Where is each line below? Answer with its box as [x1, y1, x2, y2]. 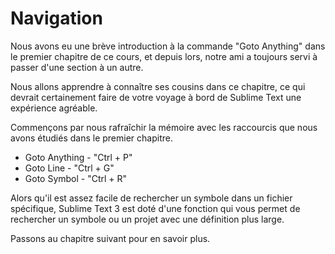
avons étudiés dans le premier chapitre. [10, 132, 173, 144]
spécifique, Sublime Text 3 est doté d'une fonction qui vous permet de [10, 202, 301, 214]
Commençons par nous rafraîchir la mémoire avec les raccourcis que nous [10, 121, 318, 133]
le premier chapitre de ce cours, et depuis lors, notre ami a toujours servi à [10, 50, 318, 62]
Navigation [10, 7, 103, 30]
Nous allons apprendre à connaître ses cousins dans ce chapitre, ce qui [10, 80, 306, 92]
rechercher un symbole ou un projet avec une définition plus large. [10, 213, 285, 225]
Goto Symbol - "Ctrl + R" [24, 172, 128, 184]
